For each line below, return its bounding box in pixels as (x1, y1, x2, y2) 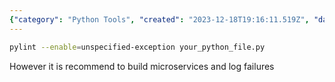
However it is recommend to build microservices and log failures (9, 60, 275, 72)
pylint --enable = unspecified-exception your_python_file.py (9, 42, 266, 52)
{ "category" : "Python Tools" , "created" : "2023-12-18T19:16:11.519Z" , (9, 14, 310, 25)
